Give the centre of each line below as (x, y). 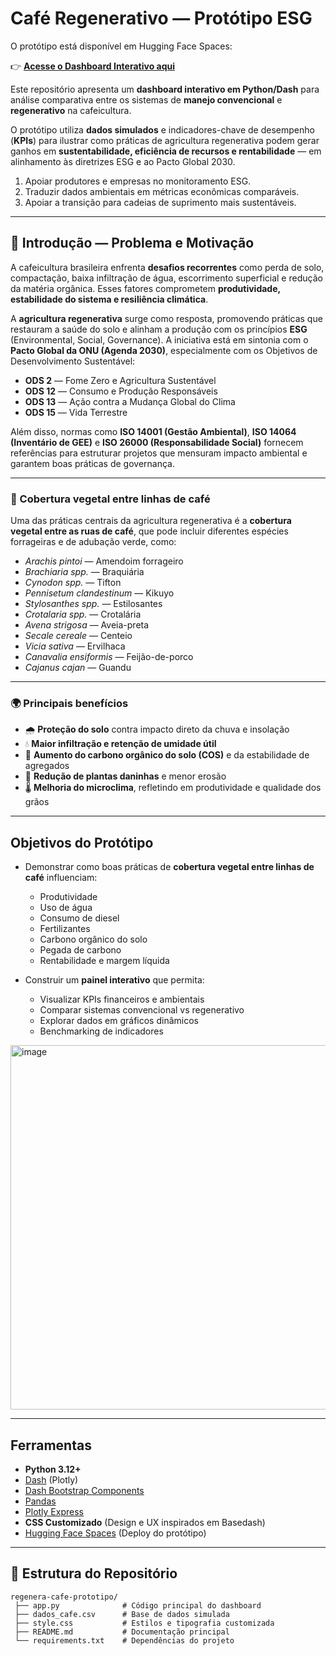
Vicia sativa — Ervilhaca (75, 646)
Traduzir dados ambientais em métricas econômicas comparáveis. (162, 191)
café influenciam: (61, 878)
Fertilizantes (65, 929)
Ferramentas (51, 1445)
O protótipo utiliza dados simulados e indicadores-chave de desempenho (162, 129)
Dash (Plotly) (51, 1479)
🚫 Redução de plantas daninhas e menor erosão (125, 776)
